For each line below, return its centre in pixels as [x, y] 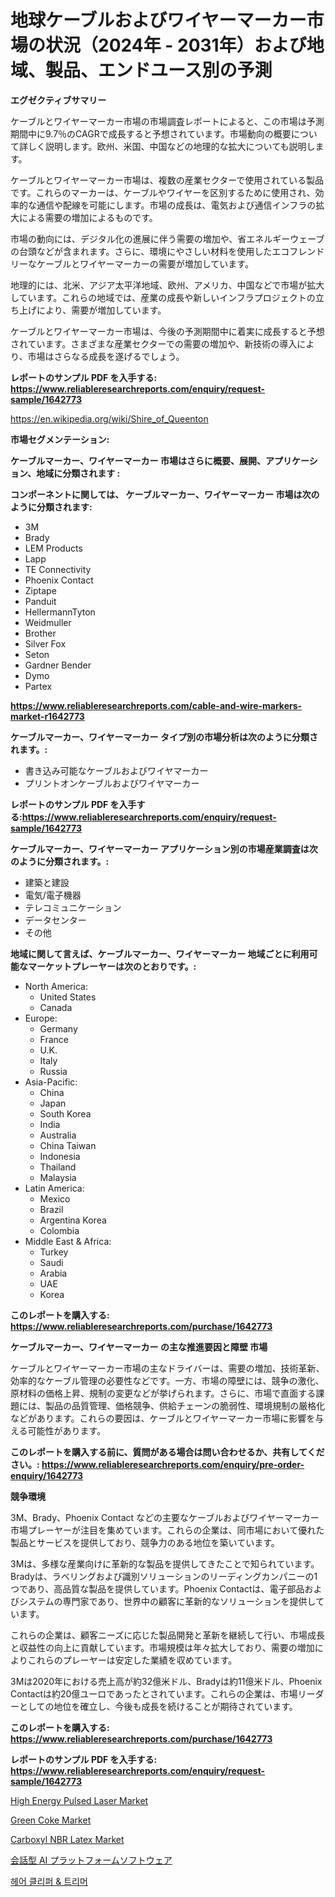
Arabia [53, 1273]
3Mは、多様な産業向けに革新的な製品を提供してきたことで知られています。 [165, 1563]
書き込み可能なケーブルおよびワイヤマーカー [116, 770]
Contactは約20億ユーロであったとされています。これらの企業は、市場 [154, 1693]
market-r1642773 [47, 716]
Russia [53, 1071]
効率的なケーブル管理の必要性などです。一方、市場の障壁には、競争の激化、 [167, 1380]
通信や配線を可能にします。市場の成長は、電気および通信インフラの [176, 205]
